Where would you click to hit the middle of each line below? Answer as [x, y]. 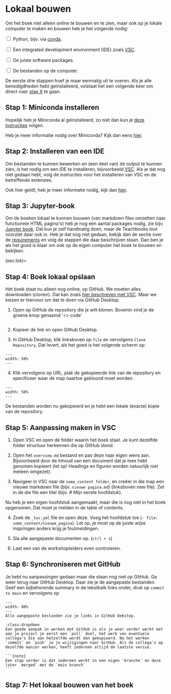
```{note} [16, 656]
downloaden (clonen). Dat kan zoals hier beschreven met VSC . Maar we [81, 295]
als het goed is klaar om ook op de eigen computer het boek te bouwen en [83, 245]
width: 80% [17, 607]
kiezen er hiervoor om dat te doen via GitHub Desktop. [63, 300]
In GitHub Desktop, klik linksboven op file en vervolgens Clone [79, 340]
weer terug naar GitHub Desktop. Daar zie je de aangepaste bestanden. [80, 582]
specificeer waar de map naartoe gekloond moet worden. [73, 378]
